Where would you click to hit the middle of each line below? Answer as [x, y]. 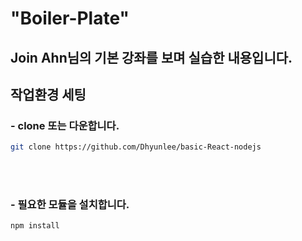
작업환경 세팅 [48, 94]
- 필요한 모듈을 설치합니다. [70, 205]
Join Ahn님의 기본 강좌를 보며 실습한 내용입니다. [151, 57]
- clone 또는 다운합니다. [65, 125]
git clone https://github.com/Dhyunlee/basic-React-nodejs [136, 147]
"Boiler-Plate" [70, 18]
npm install [35, 226]
